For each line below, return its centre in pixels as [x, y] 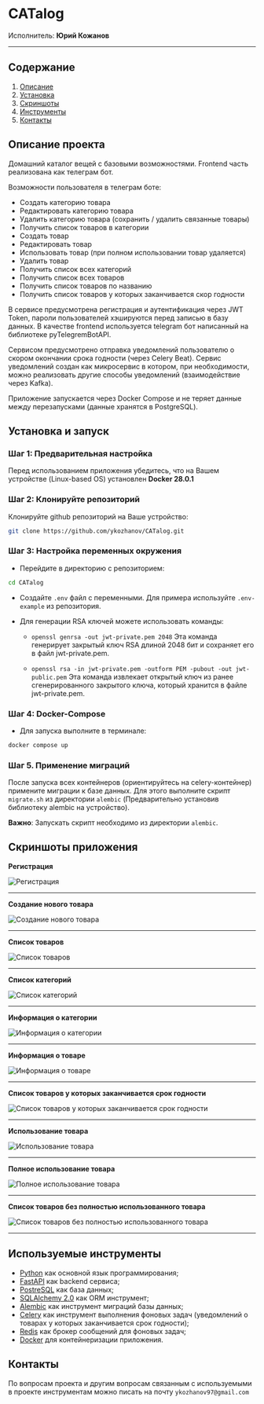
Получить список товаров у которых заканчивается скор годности [132, 294]
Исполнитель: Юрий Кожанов [59, 35]
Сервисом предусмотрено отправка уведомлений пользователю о [121, 350]
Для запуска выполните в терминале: [83, 731]
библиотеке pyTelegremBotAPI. [60, 334]
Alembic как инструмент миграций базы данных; [101, 1306]
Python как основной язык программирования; [99, 1273]
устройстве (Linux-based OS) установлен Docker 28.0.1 [101, 479]
